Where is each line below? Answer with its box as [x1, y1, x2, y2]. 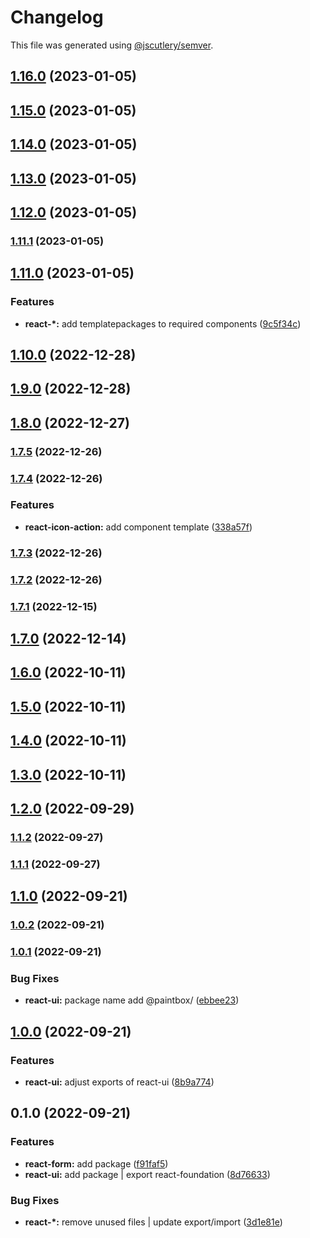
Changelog [10, 6, 104, 29]
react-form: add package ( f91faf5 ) [24, 1157, 169, 1170]
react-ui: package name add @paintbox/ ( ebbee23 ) [24, 994, 240, 1006]
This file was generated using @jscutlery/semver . [10, 39, 214, 51]
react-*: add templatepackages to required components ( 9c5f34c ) [24, 317, 302, 330]
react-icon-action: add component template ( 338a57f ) [24, 521, 253, 533]
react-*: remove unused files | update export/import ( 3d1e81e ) [24, 1216, 283, 1228]
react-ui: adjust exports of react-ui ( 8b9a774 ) [24, 1076, 215, 1088]
